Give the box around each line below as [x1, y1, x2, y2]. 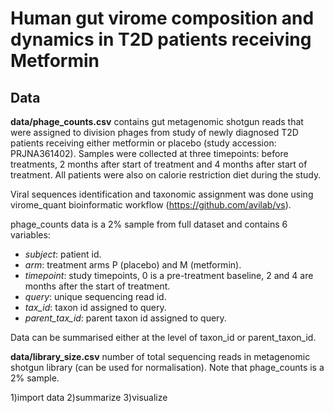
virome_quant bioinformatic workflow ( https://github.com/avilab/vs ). [10, 199, 292, 211]
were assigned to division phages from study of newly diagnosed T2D [10, 127, 299, 138]
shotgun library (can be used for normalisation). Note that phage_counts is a [10, 362, 325, 373]
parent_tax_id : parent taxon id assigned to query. [24, 312, 227, 324]
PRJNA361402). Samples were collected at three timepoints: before [10, 148, 289, 159]
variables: [10, 229, 51, 241]
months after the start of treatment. [24, 280, 171, 292]
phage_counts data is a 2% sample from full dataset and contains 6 [10, 218, 288, 230]
